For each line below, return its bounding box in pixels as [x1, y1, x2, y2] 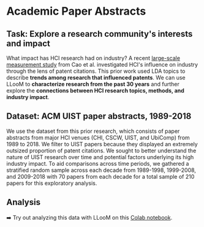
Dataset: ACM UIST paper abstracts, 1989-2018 [6, 111, 192, 122]
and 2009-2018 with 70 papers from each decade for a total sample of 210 [6, 173, 195, 180]
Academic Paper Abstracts [6, 4, 146, 18]
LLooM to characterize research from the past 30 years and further [6, 81, 179, 87]
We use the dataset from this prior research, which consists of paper [6, 127, 180, 135]
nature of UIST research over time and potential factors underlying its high [6, 153, 194, 160]
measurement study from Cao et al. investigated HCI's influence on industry [6, 61, 198, 68]
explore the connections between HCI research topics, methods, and [6, 87, 185, 94]
